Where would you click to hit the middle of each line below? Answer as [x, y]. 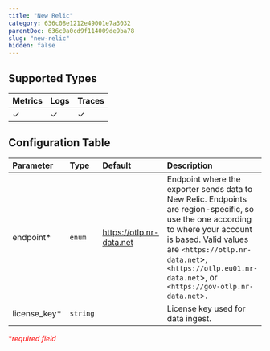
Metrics [27, 100]
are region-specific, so [211, 209]
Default [117, 165]
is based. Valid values [208, 239]
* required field [32, 338]
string [82, 313]
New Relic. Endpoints [207, 199]
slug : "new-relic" [39, 38]
